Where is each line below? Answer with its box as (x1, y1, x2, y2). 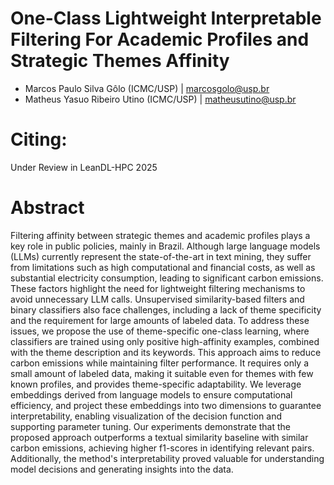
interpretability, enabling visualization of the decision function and (10, 410, 283, 422)
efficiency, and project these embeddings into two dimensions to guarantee (10, 399, 322, 411)
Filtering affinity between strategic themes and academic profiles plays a (10, 229, 311, 241)
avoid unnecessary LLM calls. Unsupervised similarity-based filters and (10, 293, 305, 305)
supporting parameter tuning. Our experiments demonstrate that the (10, 420, 291, 432)
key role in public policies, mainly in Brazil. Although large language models (10, 240, 321, 252)
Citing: (10, 128, 68, 151)
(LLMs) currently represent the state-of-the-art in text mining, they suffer (10, 250, 312, 262)
